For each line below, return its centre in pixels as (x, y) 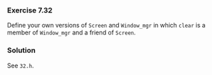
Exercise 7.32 (30, 10)
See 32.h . (21, 65)
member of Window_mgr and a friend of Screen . (71, 32)
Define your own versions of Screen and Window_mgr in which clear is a (106, 25)
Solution (22, 50)
